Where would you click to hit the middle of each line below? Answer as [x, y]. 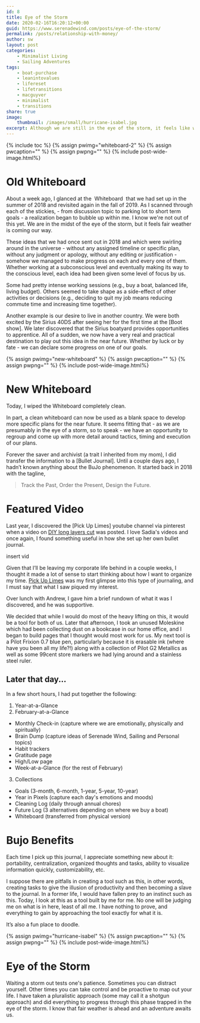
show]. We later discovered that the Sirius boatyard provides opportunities [98, 328]
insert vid [18, 556]
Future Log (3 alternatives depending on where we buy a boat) [91, 810]
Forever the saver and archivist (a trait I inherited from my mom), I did [91, 454]
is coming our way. [29, 230]
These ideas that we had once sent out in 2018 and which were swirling [94, 242]
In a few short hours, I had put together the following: [71, 694]
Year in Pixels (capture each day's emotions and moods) [84, 797]
